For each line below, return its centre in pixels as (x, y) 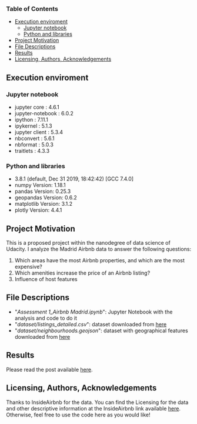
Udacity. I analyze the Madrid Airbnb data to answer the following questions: (99, 249)
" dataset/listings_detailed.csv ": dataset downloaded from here (91, 324)
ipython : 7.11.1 (31, 119)
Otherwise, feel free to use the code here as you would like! (79, 415)
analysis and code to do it (46, 318)
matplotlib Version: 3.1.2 (43, 204)
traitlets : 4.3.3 (32, 151)
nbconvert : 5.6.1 (34, 138)
